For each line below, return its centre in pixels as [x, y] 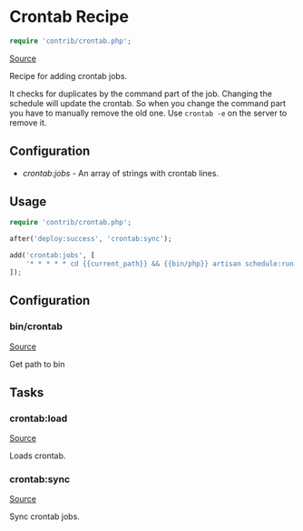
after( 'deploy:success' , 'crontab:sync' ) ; [91, 239]
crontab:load [39, 418]
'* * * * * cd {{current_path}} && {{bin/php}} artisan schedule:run [160, 264]
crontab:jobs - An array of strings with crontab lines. [121, 173]
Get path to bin [37, 364]
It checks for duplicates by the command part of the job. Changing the [141, 94]
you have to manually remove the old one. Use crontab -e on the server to [148, 113]
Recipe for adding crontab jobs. [68, 75]
